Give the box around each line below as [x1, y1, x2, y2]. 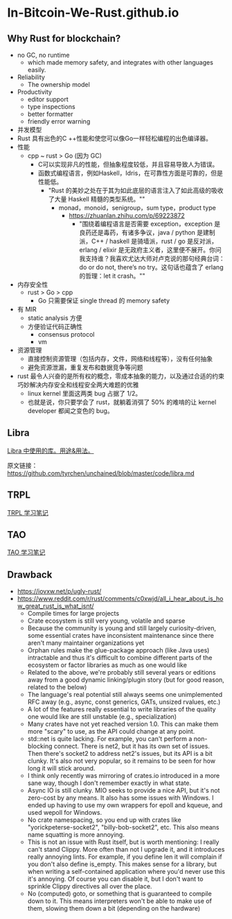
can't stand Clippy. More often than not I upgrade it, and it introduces [27, 845, 225, 854]
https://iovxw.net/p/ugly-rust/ [17, 587, 102, 596]
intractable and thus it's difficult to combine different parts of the [27, 654, 213, 662]
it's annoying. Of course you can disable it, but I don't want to [27, 875, 204, 883]
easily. [27, 66, 46, 74]
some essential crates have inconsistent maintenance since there [27, 632, 215, 640]
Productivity [17, 88, 52, 96]
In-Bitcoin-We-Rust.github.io [7, 5, 179, 21]
